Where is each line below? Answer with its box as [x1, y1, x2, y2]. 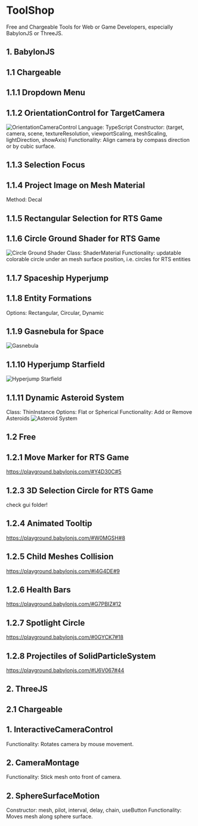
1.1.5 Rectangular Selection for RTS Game [6, 213, 163, 224]
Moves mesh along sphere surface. [6, 813, 94, 820]
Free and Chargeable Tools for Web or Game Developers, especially [6, 23, 174, 30]
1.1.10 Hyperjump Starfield [6, 359, 106, 370]
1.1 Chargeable [6, 67, 61, 78]
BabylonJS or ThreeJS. [6, 29, 63, 36]
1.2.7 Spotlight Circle [6, 618, 85, 628]
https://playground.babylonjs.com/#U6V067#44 [6, 667, 125, 674]
